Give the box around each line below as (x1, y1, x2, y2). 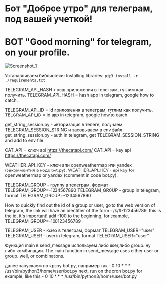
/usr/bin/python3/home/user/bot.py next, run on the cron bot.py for (5, 268, 143, 274)
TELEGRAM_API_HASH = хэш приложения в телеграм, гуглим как (5, 87, 144, 93)
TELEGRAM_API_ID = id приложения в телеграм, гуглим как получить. (5, 107, 153, 113)
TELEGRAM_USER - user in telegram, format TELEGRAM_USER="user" (5, 233, 150, 239)
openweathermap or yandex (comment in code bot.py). (5, 172, 118, 178)
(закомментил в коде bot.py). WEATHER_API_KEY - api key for (5, 167, 135, 173)
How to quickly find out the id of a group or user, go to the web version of (5, 202, 155, 208)
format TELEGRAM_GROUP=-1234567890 (5, 193, 91, 199)
